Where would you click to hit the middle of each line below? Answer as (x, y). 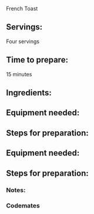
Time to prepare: (37, 60)
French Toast (22, 9)
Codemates (23, 206)
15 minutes (19, 74)
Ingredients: (29, 93)
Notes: (16, 190)
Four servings (23, 41)
